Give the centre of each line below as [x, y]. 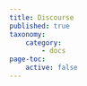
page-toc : [28, 59]
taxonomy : [28, 34]
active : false [52, 68]
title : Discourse [42, 17]
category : [44, 43]
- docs [54, 51]
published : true [39, 26]
